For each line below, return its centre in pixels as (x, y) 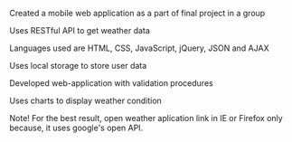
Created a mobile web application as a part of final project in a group (137, 13)
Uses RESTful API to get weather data (80, 30)
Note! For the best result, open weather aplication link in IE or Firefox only (146, 118)
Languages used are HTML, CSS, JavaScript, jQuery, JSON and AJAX (139, 48)
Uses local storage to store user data (78, 66)
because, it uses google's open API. (76, 128)
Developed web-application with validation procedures (112, 83)
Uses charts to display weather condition (86, 100)
